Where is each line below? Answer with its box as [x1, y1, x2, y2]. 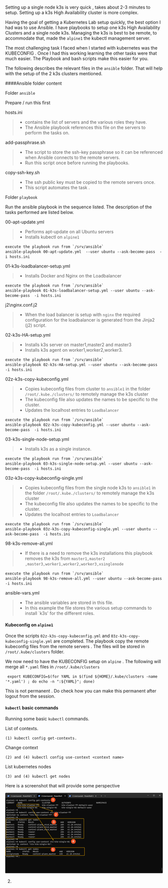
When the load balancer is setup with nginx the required [24, 312, 140, 318]
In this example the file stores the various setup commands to [24, 605, 152, 611]
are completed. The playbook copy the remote [53, 638, 149, 644]
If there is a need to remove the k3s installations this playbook [24, 550, 153, 556]
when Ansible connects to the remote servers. [24, 155, 120, 160]
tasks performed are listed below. [5, 209, 74, 215]
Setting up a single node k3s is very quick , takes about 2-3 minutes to [5, 5, 151, 10]
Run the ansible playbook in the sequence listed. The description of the [5, 204, 152, 210]
